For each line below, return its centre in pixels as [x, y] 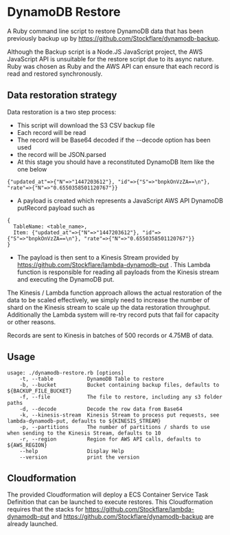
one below [32, 169]
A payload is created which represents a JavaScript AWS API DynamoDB [120, 200]
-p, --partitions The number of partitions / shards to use [115, 427]
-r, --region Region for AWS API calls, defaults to [110, 439]
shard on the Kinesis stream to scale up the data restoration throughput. [109, 307]
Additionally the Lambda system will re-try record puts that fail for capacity [113, 315]
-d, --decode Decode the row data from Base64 [101, 409]
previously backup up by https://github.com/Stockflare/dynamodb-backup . [114, 38]
